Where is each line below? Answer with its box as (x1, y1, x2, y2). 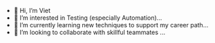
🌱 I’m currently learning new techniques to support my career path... (13, 21, 209, 29)
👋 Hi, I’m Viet (13, 7, 50, 14)
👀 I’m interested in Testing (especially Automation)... (13, 14, 162, 22)
